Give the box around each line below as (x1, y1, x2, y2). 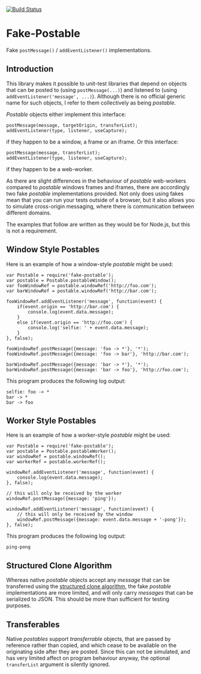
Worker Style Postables (6, 415, 97, 426)
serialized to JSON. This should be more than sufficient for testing (6, 595, 170, 603)
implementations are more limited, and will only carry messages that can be (6, 589, 194, 597)
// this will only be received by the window (17, 511, 133, 518)
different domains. (6, 209, 52, 216)
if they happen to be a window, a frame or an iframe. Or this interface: (6, 138, 179, 145)
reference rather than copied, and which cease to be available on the (6, 642, 177, 649)
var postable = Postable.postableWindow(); (6, 277, 117, 284)
